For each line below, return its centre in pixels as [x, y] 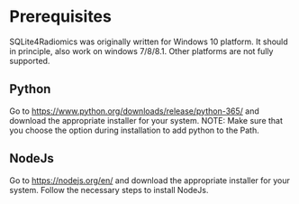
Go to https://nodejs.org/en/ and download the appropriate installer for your [149, 180]
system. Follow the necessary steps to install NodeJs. [109, 190]
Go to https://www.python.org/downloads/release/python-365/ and [134, 111]
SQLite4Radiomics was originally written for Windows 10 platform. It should [149, 42]
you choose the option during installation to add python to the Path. [134, 130]
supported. [30, 60]
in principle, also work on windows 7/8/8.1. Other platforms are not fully [141, 51]
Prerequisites [61, 17]
